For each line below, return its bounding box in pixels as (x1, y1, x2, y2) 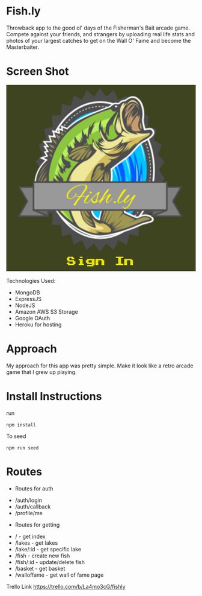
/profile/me (14, 510, 43, 517)
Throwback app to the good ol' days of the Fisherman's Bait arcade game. (6, 24, 191, 31)
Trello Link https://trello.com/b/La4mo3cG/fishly (6, 583, 126, 591)
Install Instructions (6, 390, 102, 404)
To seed (6, 433, 26, 440)
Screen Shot (6, 65, 69, 78)
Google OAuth (14, 315, 50, 322)
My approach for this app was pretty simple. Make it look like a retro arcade (6, 362, 194, 369)
